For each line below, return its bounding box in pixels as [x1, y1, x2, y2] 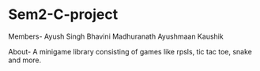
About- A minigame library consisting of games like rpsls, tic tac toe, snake [8, 47, 253, 56]
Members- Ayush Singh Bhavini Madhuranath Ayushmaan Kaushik [8, 32, 224, 41]
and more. [8, 55, 42, 65]
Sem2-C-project [8, 6, 119, 24]
